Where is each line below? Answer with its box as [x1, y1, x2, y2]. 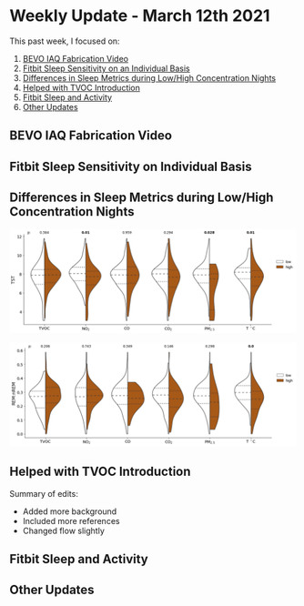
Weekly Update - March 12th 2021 [9, 5, 270, 26]
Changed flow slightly [22, 525, 105, 536]
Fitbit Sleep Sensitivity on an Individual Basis [22, 63, 190, 74]
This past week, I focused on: [9, 35, 120, 46]
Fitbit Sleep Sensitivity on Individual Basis [9, 158, 252, 174]
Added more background [22, 506, 117, 517]
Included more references [22, 515, 120, 526]
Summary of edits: [9, 488, 79, 499]
